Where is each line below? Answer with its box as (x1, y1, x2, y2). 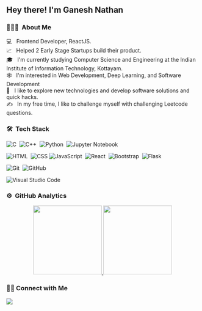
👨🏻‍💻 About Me (6, 23, 52, 32)
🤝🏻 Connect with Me (6, 284, 68, 293)
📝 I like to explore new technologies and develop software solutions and (6, 87, 190, 94)
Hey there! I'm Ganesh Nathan (6, 5, 124, 15)
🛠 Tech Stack (6, 125, 50, 133)
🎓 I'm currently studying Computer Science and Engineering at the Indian (6, 56, 197, 63)
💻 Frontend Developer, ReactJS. (6, 37, 92, 45)
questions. (6, 109, 33, 116)
